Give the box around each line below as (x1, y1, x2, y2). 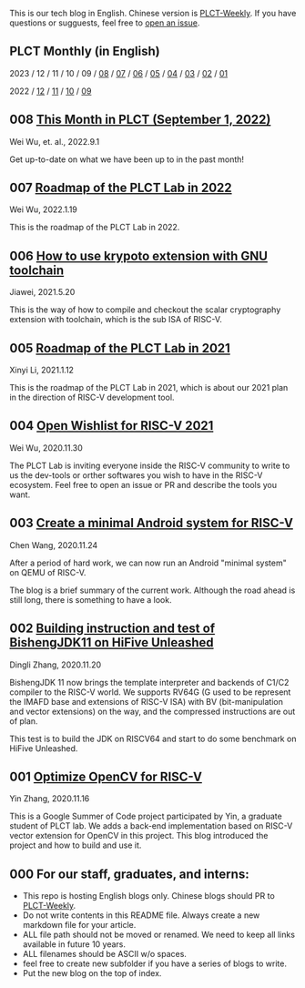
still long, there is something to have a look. (9, 594, 172, 605)
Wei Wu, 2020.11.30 (9, 442, 84, 453)
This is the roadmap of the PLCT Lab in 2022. (9, 222, 180, 233)
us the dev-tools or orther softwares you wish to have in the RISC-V (9, 469, 263, 481)
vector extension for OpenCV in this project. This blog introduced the (9, 830, 269, 841)
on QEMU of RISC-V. (9, 566, 86, 577)
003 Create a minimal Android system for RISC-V (9, 515, 294, 531)
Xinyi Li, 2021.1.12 (9, 364, 75, 376)
